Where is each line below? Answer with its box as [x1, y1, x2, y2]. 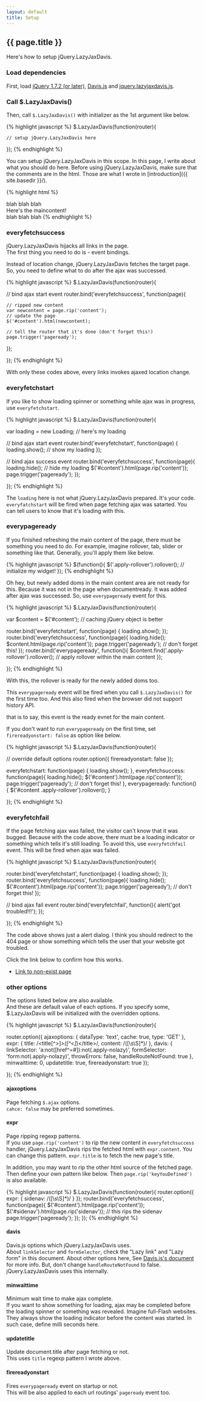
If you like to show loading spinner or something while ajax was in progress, [6, 397, 196, 405]
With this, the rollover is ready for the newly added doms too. [6, 677, 159, 684]
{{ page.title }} [6, 37, 63, 47]
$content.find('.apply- [129, 646, 184, 654]
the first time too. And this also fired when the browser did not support [6, 695, 183, 702]
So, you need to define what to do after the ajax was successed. [6, 267, 167, 274]
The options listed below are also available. [6, 997, 114, 1004]
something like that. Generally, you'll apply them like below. [6, 549, 154, 556]
